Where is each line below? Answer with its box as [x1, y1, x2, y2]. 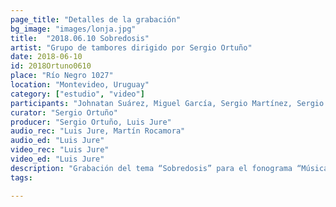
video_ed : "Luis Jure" [10, 154, 105, 164]
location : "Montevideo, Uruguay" [10, 80, 150, 90]
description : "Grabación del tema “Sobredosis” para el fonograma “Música [10, 163, 329, 173]
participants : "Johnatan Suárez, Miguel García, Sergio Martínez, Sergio [10, 98, 325, 108]
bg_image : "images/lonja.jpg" [10, 24, 137, 34]
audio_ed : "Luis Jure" [10, 136, 105, 146]
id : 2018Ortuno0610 [10, 61, 92, 71]
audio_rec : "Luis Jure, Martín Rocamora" [10, 126, 186, 136]
